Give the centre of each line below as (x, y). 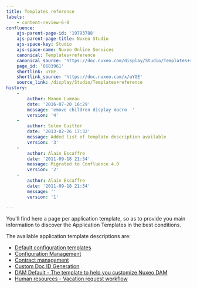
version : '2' (43, 170)
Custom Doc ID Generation (47, 266)
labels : (16, 17)
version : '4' (43, 115)
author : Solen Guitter (55, 126)
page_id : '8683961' (40, 66)
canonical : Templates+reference (56, 55)
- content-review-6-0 (43, 22)
